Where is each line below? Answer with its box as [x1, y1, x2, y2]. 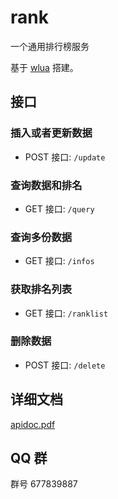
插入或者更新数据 [10, 126, 93, 140]
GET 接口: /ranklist [24, 307, 109, 319]
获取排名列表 [10, 282, 73, 296]
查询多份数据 [10, 230, 73, 244]
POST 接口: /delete [24, 359, 106, 371]
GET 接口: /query [24, 202, 95, 215]
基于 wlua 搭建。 [10, 61, 79, 73]
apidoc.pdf [10, 418, 56, 430]
